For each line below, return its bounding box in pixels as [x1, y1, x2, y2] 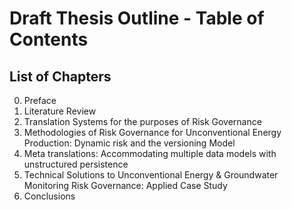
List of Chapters [9, 68, 112, 85]
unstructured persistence [23, 158, 129, 170]
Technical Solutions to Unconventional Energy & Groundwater [23, 169, 279, 181]
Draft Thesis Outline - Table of [9, 7, 265, 30]
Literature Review [23, 105, 97, 117]
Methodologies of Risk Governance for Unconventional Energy [23, 127, 282, 138]
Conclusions [23, 190, 76, 202]
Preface [23, 95, 57, 106]
